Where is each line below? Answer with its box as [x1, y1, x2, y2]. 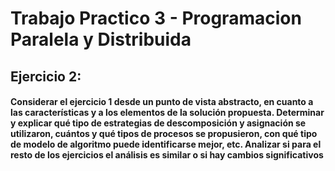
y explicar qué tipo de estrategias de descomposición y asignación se [10, 117, 307, 129]
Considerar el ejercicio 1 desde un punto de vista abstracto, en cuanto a [10, 96, 314, 108]
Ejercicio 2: [10, 68, 82, 85]
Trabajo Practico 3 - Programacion [10, 7, 302, 30]
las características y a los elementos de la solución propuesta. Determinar [10, 107, 325, 119]
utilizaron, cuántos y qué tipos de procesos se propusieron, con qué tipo [10, 128, 318, 140]
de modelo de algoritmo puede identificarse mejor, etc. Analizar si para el [10, 138, 322, 151]
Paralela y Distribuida [10, 28, 192, 51]
